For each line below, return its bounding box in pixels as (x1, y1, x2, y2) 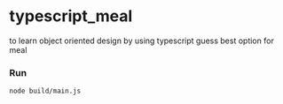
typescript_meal (9, 6, 133, 26)
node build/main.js (9, 86, 82, 96)
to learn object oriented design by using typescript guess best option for (9, 35, 275, 46)
